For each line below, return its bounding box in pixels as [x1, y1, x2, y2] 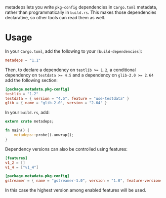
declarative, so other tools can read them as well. [5, 15, 105, 20]
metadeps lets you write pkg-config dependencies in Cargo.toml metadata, [5, 4, 158, 10]
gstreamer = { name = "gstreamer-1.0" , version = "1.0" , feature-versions [5, 178, 163, 183]
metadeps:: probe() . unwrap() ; [14, 133, 74, 138]
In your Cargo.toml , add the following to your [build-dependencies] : [5, 48, 143, 54]
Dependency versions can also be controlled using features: [5, 146, 127, 152]
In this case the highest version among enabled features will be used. [5, 187, 147, 193]
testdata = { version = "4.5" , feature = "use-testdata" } [5, 96, 129, 101]
